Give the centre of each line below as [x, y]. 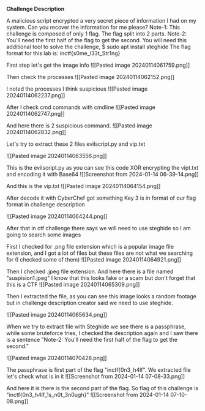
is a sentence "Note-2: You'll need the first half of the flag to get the [92, 340]
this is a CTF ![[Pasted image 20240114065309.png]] [73, 285]
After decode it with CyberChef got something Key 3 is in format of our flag [101, 198]
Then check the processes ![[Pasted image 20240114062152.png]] [91, 77]
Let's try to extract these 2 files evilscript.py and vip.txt [76, 144]
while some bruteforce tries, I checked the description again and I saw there [102, 333]
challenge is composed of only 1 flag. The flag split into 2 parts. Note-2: [97, 34]
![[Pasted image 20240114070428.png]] [57, 358]
